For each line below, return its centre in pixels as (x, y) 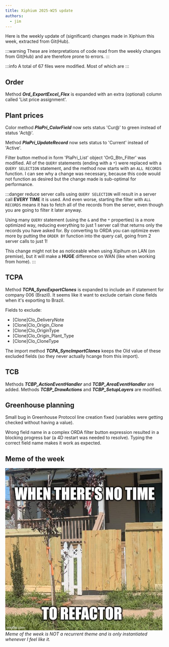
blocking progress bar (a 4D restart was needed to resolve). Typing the (79, 438)
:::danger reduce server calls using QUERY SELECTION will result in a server (81, 194)
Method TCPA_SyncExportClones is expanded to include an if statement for (84, 290)
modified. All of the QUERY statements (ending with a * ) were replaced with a (83, 163)
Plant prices (24, 115)
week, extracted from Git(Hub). (37, 41)
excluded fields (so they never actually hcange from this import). (72, 356)
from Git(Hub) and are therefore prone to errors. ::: (57, 57)
